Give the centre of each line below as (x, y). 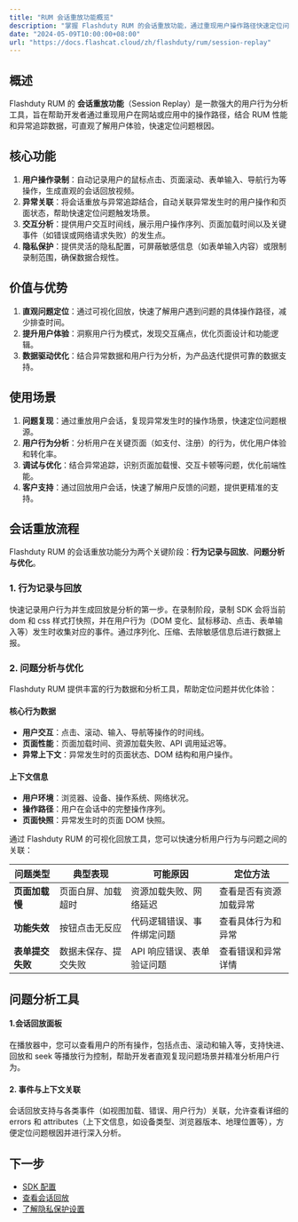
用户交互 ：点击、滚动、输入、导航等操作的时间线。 (115, 732)
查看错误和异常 (250, 952)
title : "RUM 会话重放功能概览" (62, 17)
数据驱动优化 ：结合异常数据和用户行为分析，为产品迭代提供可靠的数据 (150, 355)
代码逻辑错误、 (162, 922)
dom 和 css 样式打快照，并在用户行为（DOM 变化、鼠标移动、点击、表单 (142, 620)
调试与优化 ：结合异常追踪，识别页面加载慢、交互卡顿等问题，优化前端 (150, 465)
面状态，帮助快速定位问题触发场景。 (88, 212)
